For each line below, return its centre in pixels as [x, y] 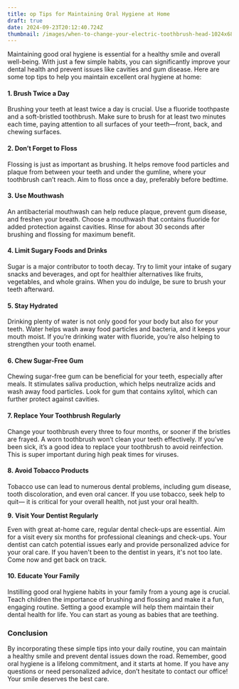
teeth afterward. [31, 289]
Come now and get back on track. [57, 559]
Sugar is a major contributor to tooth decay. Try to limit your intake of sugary [119, 267]
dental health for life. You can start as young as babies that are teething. [113, 615]
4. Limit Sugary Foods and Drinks [58, 251]
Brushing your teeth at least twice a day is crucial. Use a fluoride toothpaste [118, 109]
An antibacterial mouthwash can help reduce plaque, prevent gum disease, [117, 211]
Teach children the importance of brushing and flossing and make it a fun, [116, 600]
